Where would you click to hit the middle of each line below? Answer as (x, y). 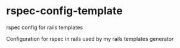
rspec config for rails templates (45, 27)
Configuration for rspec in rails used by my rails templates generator (90, 39)
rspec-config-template (65, 11)
